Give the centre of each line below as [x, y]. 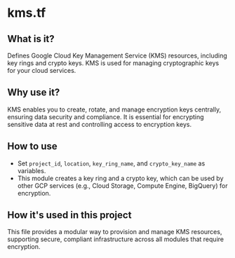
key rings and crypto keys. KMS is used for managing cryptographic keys [113, 63]
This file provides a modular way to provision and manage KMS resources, [115, 232]
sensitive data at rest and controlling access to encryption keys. [99, 124]
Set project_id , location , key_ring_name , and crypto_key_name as [111, 163]
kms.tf [27, 13]
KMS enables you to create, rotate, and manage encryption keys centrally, [114, 109]
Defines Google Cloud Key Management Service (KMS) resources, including [117, 55]
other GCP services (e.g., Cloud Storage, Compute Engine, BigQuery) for [122, 185]
